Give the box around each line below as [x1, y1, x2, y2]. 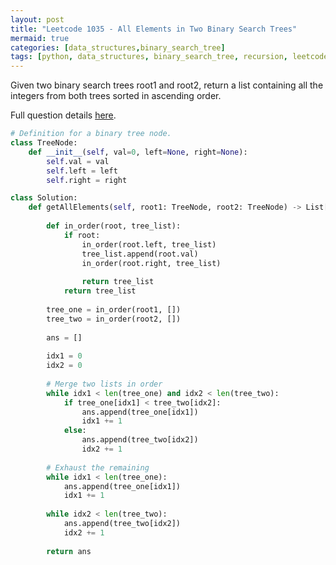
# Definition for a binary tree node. [10, 129, 172, 139]
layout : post [10, 14, 65, 25]
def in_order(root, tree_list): [46, 221, 182, 231]
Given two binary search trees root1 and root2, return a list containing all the [10, 79, 324, 91]
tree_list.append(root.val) [81, 249, 199, 259]
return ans [46, 546, 92, 556]
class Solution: [10, 193, 78, 203]
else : [63, 426, 87, 436]
